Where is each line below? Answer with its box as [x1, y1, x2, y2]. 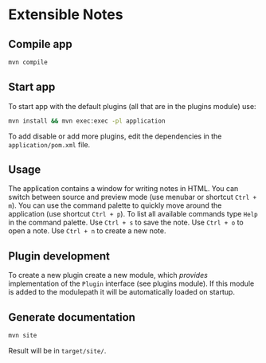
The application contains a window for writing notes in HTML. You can [8, 184, 239, 193]
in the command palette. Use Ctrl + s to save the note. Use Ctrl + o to [8, 217, 244, 228]
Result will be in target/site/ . [8, 345, 107, 355]
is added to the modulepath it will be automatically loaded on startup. [8, 287, 235, 297]
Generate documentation [8, 310, 135, 324]
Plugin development [8, 249, 110, 263]
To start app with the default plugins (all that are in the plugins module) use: [8, 101, 256, 111]
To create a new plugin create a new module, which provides [8, 271, 209, 280]
